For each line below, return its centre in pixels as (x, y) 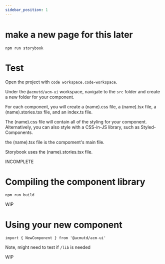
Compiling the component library (75, 182)
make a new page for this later (69, 34)
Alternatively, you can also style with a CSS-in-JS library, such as (72, 127)
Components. (19, 132)
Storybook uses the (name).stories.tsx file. (49, 152)
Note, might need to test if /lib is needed (48, 247)
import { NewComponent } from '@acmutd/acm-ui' (56, 238)
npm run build (20, 195)
